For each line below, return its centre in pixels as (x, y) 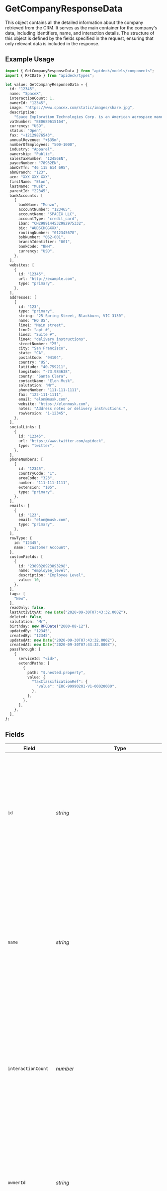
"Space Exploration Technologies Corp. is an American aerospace (83, 117)
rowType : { (21, 538)
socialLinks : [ (25, 427)
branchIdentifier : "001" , (45, 242)
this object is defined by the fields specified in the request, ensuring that (80, 38)
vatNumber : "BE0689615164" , (39, 122)
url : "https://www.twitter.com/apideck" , (62, 441)
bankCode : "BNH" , (36, 247)
